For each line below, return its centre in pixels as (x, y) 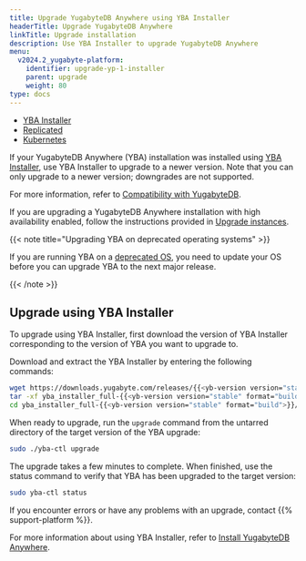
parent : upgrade (57, 77)
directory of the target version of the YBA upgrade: (105, 432)
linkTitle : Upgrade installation (73, 35)
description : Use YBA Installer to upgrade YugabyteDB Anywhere (134, 43)
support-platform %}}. (51, 519)
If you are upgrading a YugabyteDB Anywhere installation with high (135, 211)
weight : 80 (46, 86)
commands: (32, 372)
